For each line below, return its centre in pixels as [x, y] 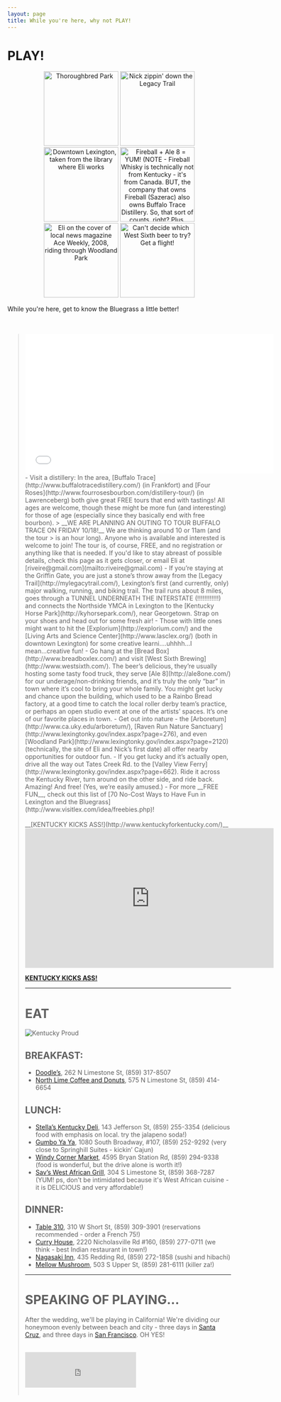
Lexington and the [51, 802]
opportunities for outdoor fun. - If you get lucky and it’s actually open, [127, 757]
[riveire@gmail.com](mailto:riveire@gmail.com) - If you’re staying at [124, 568]
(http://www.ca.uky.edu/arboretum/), [79, 727]
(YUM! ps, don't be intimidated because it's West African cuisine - [132, 1180]
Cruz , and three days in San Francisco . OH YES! [95, 1335]
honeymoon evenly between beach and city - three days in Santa [120, 1327]
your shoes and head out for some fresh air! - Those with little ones [123, 621]
